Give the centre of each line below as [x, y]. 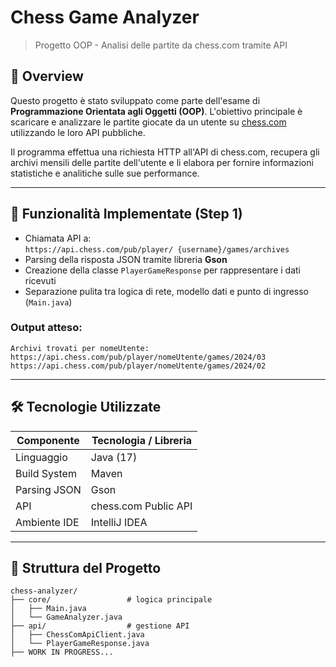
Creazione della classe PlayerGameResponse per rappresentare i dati [162, 270]
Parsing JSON [48, 489]
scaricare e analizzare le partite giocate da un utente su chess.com [148, 122]
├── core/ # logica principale [111, 600]
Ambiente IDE [47, 522]
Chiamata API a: [58, 238]
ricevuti [40, 280]
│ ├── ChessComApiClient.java [77, 635]
